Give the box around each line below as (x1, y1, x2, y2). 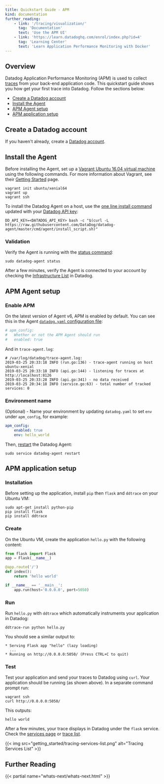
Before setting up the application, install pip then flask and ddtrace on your (5, 490, 159, 496)
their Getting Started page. (5, 176, 60, 183)
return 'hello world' (14, 574, 58, 579)
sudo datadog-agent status (5, 259, 61, 264)
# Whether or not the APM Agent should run (5, 332, 100, 337)
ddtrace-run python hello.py (5, 625, 65, 630)
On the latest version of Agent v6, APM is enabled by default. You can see (5, 313, 155, 319)
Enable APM (5, 302, 35, 309)
